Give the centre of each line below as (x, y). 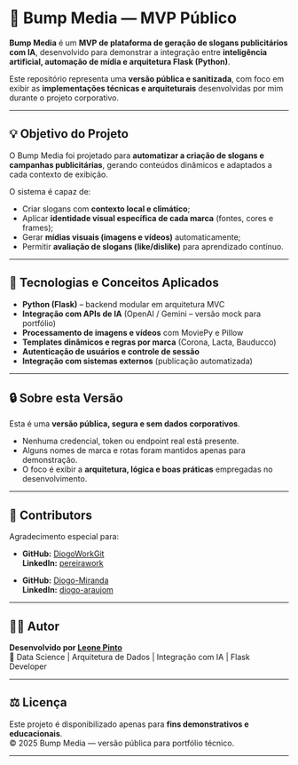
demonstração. (50, 460)
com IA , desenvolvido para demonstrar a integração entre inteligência (138, 52)
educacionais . (36, 733)
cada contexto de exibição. (59, 174)
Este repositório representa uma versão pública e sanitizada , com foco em (147, 78)
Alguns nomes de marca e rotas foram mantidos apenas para (133, 450)
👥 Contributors (51, 515)
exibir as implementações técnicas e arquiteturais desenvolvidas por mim (146, 88)
